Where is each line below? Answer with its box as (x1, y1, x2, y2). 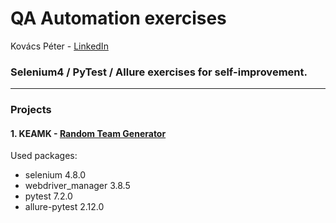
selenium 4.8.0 (24, 169, 87, 181)
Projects (10, 103, 52, 117)
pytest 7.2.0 (24, 190, 73, 202)
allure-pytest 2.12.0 (24, 201, 105, 213)
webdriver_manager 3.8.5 (24, 180, 131, 192)
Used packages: (10, 150, 78, 162)
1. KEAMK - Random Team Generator (10, 127, 167, 139)
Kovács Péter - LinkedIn (10, 40, 109, 52)
